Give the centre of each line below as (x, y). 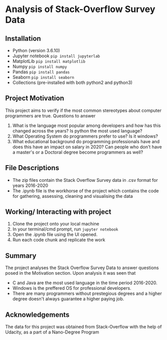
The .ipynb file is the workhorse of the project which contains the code (86, 191)
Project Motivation (35, 98)
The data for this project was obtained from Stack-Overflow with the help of (83, 327)
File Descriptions (32, 168)
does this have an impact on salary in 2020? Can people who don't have (87, 147)
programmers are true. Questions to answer (50, 116)
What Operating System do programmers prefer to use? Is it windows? (85, 136)
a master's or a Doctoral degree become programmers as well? (78, 152)
